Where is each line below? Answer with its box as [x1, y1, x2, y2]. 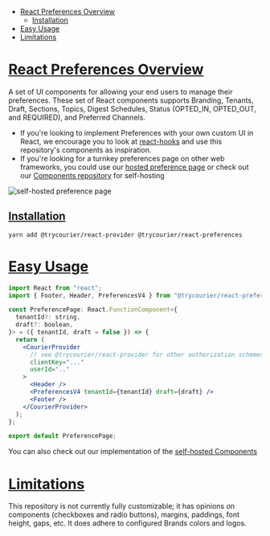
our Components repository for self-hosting [19, 170, 165, 180]
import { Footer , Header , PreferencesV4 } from [8, 291, 171, 299]
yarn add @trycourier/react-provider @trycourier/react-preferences [8, 230, 243, 239]
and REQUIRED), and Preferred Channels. [8, 112, 146, 122]
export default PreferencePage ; [8, 432, 117, 441]
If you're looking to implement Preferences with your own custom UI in [19, 128, 254, 137]
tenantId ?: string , [15, 313, 81, 322]
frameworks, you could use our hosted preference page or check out [19, 162, 249, 172]
